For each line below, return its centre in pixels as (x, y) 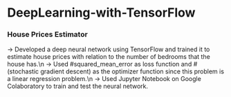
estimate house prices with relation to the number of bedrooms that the (109, 57)
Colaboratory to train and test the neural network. (78, 86)
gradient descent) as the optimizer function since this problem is (132, 71)
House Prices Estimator (47, 35)
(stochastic (23, 71)
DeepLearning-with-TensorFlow (101, 13)
